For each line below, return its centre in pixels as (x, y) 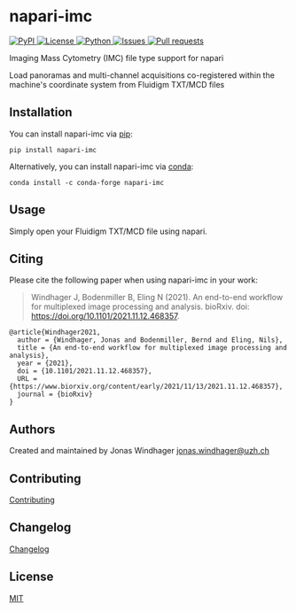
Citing (26, 259)
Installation (41, 112)
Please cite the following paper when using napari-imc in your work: (134, 280)
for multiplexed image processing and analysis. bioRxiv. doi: (140, 306)
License (31, 577)
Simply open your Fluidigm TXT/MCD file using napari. (109, 231)
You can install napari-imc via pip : (71, 134)
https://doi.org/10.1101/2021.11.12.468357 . (105, 316)
